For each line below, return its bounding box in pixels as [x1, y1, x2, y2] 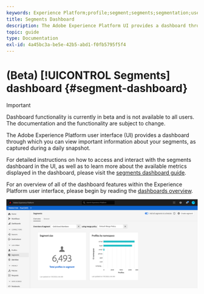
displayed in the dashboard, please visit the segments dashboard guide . [6, 169, 186, 176]
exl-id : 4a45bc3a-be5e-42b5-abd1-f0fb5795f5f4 [6, 42, 126, 48]
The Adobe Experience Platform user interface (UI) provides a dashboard [6, 131, 189, 139]
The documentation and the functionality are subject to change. [6, 119, 166, 127]
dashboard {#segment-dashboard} [6, 82, 188, 95]
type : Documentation [6, 35, 59, 42]
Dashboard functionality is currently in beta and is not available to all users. [6, 113, 194, 121]
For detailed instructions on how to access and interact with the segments [6, 156, 191, 163]
